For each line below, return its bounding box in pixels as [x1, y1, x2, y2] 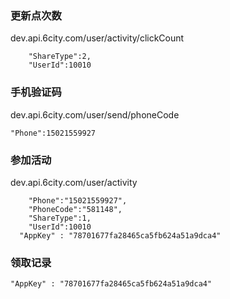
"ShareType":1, [28, 213, 92, 223]
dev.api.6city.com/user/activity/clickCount [10, 32, 185, 44]
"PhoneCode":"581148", [28, 204, 123, 214]
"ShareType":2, [28, 52, 92, 62]
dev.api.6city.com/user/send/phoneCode [10, 108, 180, 121]
